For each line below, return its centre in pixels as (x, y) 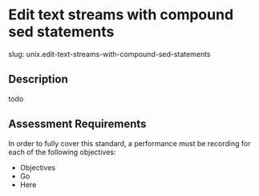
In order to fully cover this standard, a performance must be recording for (129, 143)
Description (38, 79)
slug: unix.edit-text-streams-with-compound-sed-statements (109, 54)
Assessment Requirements (77, 124)
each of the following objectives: (62, 152)
